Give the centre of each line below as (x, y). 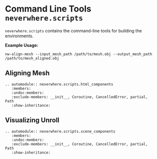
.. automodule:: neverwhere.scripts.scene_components (60, 131)
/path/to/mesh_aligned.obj (32, 58)
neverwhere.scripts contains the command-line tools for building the (73, 30)
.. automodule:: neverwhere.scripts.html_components (59, 84)
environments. (19, 36)
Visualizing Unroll (32, 120)
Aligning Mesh (27, 73)
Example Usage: (22, 45)
